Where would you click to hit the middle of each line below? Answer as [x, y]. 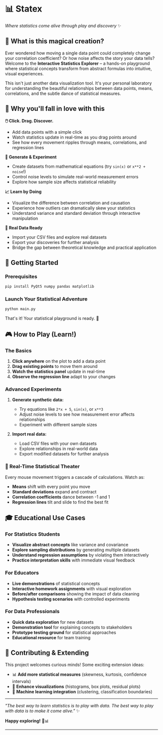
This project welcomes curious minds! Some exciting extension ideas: [75, 665]
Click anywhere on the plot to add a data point [59, 361]
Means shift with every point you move [51, 487]
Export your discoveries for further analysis [55, 242]
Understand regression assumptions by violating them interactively [80, 555]
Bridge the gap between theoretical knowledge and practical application [84, 247]
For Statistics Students [33, 534]
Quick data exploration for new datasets [53, 622]
